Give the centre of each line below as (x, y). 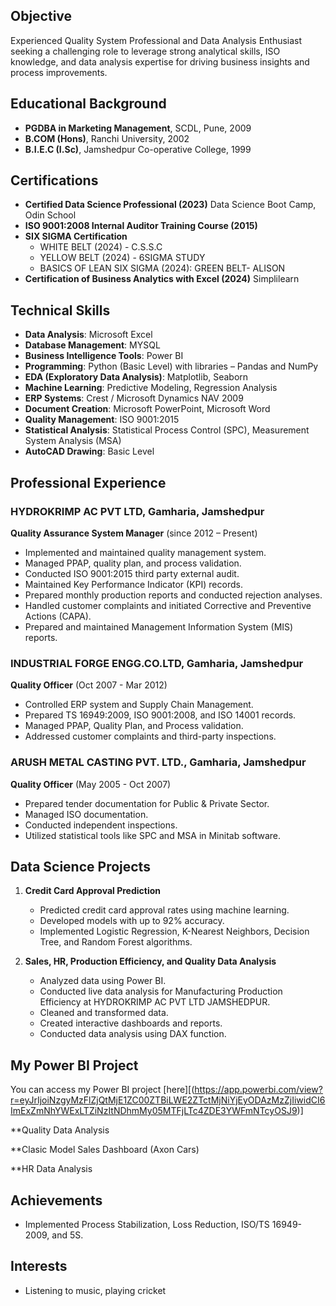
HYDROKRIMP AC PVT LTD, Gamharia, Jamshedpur (137, 511)
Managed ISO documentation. (86, 814)
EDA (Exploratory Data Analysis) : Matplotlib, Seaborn (136, 377)
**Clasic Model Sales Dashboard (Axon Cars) (105, 1150)
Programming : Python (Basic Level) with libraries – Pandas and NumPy (171, 366)
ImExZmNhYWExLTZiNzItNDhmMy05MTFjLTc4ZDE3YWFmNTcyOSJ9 (154, 1111)
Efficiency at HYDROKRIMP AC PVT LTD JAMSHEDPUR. (155, 1002)
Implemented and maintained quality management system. (145, 552)
